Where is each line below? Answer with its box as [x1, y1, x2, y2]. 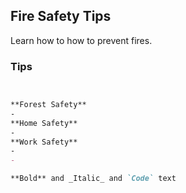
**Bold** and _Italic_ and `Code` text [10, 174, 177, 184]
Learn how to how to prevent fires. [10, 34, 153, 46]
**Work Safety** [10, 137, 78, 147]
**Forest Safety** [10, 100, 87, 110]
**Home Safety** [10, 118, 78, 128]
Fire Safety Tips [10, 8, 112, 25]
